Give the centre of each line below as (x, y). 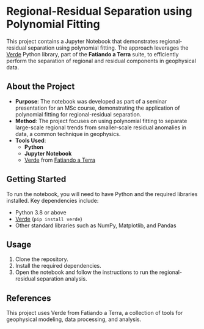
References (29, 298)
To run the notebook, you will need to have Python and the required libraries (102, 194)
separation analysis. (62, 279)
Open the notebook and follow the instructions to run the (86, 272)
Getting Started (36, 179)
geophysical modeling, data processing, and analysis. (74, 319)
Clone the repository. (42, 259)
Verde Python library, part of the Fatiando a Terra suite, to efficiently (93, 54)
